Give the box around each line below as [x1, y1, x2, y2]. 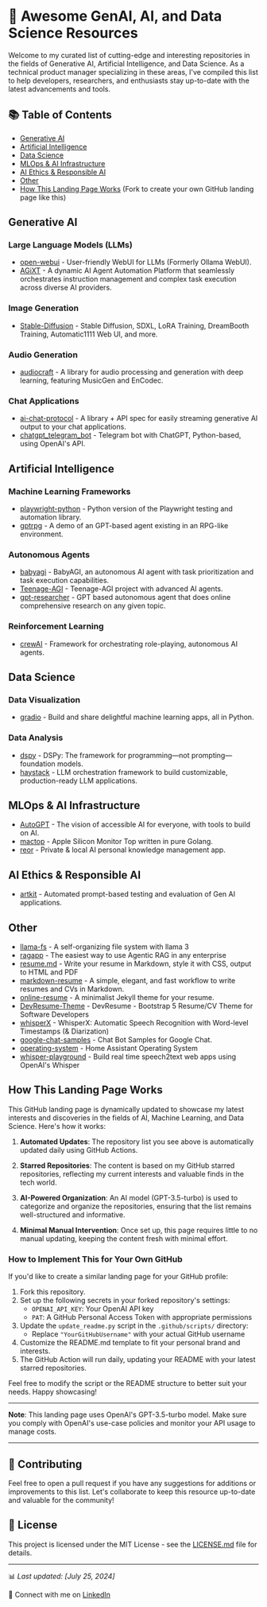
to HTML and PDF [19, 967, 79, 977]
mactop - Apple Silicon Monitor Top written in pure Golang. [19, 837, 213, 846]
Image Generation [8, 302, 79, 313]
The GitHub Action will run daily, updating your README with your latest [19, 1355, 256, 1364]
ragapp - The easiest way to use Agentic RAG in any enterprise [19, 951, 226, 960]
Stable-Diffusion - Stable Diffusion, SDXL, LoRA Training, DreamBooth [19, 321, 250, 330]
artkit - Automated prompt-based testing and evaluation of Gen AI [19, 889, 236, 899]
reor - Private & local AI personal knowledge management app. [19, 845, 226, 854]
